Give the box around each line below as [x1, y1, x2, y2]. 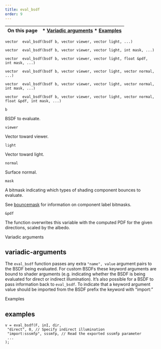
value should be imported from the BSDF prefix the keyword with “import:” [5, 286, 153, 292]
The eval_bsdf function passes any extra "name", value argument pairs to [5, 261, 152, 267]
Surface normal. [5, 169, 37, 175]
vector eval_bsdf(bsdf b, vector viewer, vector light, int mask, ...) [5, 48, 155, 52]
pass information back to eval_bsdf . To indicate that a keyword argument [5, 282, 151, 287]
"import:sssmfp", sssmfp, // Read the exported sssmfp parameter [7, 332, 142, 336]
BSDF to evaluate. [5, 115, 41, 121]
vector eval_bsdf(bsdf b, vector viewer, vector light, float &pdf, [5, 56, 148, 61]
